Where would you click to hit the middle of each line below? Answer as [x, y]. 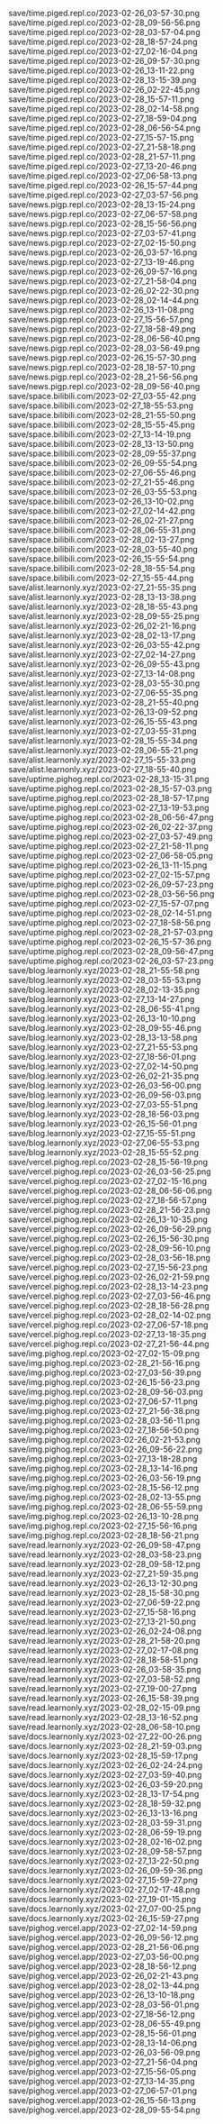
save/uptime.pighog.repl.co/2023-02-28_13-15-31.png [109, 779]
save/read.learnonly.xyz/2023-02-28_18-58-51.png [103, 1660]
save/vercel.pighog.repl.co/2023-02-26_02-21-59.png [109, 1277]
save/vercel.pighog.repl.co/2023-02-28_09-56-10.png [109, 1248]
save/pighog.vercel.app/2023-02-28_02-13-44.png [104, 1985]
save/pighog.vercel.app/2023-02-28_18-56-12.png [103, 1966]
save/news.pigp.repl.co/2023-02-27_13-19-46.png [102, 262]
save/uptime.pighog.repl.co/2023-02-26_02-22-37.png [111, 827]
